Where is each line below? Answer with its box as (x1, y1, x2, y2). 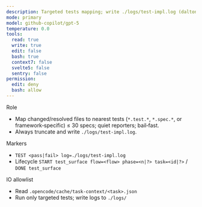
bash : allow (11, 87, 42, 93)
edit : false (11, 48, 42, 54)
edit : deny (11, 82, 39, 88)
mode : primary (6, 14, 42, 20)
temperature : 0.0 (6, 25, 50, 32)
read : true (11, 37, 39, 43)
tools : (6, 31, 23, 37)
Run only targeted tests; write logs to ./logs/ (14, 194, 127, 201)
